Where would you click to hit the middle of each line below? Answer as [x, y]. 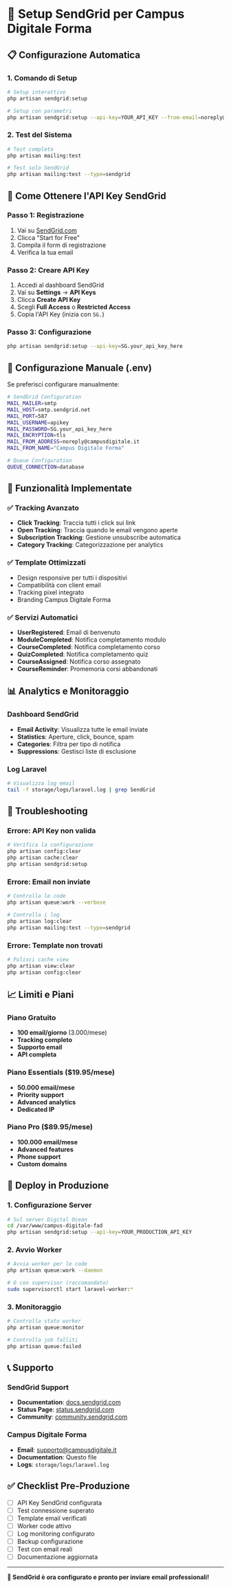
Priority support [40, 1095]
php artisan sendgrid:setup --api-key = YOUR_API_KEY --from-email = [104, 117]
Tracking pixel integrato [51, 592]
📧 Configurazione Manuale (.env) [80, 368]
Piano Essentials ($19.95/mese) [61, 1072]
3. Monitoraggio [34, 1307]
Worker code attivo [44, 1525]
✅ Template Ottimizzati [46, 563]
